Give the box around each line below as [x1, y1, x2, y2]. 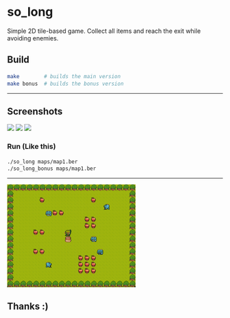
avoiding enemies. [7, 34, 59, 42]
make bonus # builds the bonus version [7, 80, 125, 87]
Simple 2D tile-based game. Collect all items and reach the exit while [7, 27, 201, 35]
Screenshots [7, 106, 63, 117]
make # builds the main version [7, 73, 121, 79]
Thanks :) [7, 301, 49, 313]
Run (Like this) [7, 142, 56, 151]
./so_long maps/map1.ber [7, 158, 78, 165]
